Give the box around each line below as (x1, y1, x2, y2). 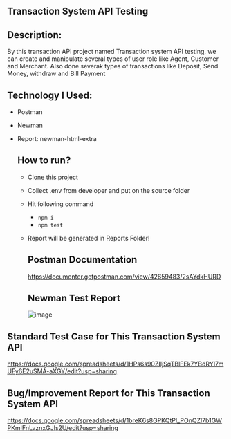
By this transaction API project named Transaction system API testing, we (7, 48, 216, 56)
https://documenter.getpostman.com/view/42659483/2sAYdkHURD (27, 272, 221, 281)
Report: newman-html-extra (17, 135, 97, 143)
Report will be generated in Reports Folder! (27, 234, 150, 242)
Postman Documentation (27, 254, 138, 265)
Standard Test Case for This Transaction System (7, 330, 221, 342)
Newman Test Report (27, 292, 121, 304)
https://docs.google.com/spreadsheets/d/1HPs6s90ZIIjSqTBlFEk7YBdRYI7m (7, 359, 224, 368)
